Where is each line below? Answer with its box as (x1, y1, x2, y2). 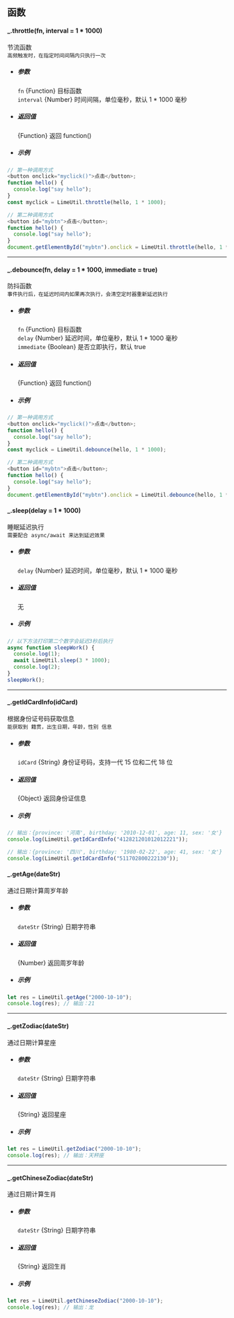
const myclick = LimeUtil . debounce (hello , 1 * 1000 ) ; (7, 447, 167, 453)
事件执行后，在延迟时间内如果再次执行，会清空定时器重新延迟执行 (7, 291, 169, 298)
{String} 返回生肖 (17, 1262, 66, 1271)
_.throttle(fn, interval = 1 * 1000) (7, 26, 103, 35)
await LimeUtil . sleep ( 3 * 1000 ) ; (13, 657, 111, 664)
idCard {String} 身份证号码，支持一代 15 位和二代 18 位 (17, 758, 173, 766)
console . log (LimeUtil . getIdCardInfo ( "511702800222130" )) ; (7, 855, 179, 862)
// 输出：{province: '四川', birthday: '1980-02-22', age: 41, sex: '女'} (7, 848, 223, 855)
